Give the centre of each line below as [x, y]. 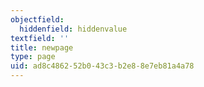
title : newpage [42, 47]
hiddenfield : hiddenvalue [73, 29]
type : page [33, 57]
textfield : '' [40, 38]
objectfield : [37, 19]
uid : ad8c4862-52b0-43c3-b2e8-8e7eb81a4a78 [102, 66]
